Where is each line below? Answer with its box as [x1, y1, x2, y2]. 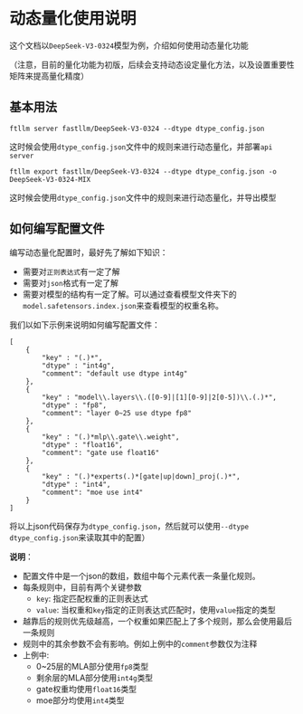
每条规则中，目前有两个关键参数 [22, 581, 142, 593]
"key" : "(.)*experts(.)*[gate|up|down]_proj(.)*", [42, 471, 241, 481]
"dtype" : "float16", [42, 440, 124, 449]
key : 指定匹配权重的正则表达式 [35, 593, 149, 604]
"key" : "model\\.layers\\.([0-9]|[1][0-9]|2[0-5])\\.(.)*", [42, 393, 278, 402]
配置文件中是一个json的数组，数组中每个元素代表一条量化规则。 [22, 570, 260, 581]
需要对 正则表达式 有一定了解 [22, 266, 120, 277]
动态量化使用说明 [9, 8, 137, 29]
